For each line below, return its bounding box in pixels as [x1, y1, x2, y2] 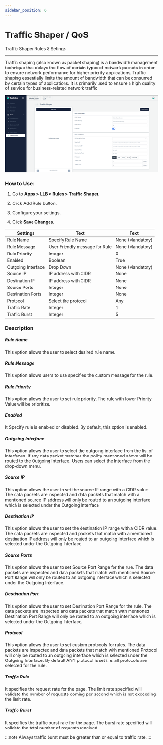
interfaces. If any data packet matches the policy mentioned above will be [5, 453, 153, 459]
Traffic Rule [5, 674, 30, 679]
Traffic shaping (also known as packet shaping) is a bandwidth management [5, 59, 158, 65]
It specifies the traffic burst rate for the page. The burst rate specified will [5, 719, 152, 726]
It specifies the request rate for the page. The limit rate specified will [5, 686, 142, 692]
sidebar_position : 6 [5, 8, 47, 13]
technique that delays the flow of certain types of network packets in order [5, 65, 155, 70]
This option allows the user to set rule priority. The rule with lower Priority [5, 396, 152, 402]
